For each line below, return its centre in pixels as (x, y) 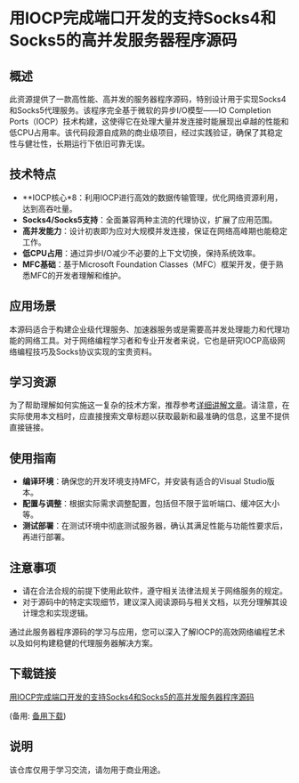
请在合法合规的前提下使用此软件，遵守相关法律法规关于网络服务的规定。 (154, 591)
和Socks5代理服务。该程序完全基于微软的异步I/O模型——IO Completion (140, 110)
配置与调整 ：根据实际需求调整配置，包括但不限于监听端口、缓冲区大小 (151, 504)
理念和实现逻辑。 (61, 613)
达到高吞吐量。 (49, 208)
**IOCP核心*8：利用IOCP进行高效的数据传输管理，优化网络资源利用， (152, 198)
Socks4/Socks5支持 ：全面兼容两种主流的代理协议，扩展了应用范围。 (149, 220)
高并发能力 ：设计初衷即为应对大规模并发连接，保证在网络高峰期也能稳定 (154, 230)
